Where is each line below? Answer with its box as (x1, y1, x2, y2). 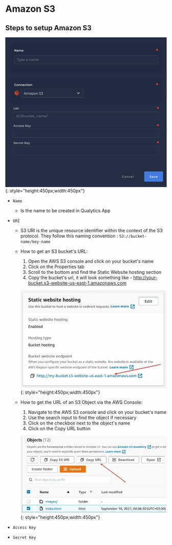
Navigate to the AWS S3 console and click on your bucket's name (28, 409, 166, 415)
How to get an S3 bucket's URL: (20, 248, 88, 254)
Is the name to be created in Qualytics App (20, 208, 111, 214)
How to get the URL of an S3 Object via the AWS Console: (20, 399, 143, 405)
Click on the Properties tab (28, 264, 84, 270)
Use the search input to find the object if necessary (28, 414, 137, 420)
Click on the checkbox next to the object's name (28, 420, 131, 426)
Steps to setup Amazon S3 (5, 24, 92, 32)
